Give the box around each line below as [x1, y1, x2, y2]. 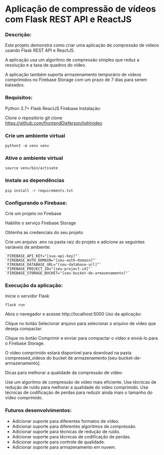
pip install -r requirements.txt [5, 188, 73, 193]
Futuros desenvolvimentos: [5, 407, 72, 414]
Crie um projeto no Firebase [5, 210, 62, 216]
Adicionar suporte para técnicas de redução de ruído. [12, 429, 121, 434]
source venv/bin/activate [5, 166, 58, 171]
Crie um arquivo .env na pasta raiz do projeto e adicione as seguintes [5, 238, 145, 245]
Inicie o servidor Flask [5, 293, 50, 299]
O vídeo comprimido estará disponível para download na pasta [5, 350, 132, 356]
